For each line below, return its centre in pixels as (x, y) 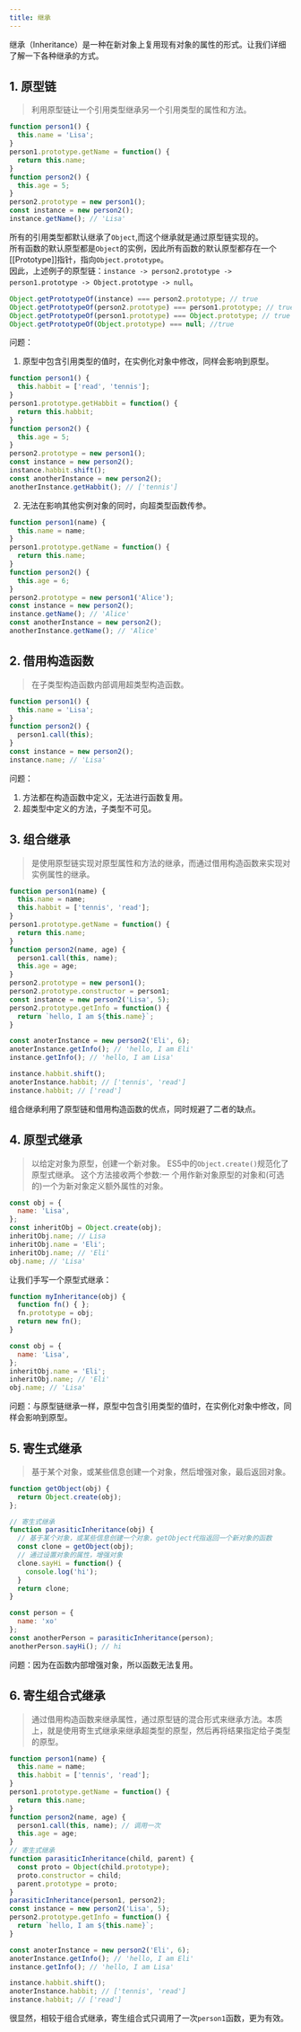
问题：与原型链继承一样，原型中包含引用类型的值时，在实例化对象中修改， (146, 1406)
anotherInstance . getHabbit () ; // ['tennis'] (94, 487)
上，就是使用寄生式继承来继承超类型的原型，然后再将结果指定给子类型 (161, 1730)
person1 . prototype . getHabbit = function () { (94, 404)
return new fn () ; (50, 1321)
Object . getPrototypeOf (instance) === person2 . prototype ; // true (133, 299)
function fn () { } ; (54, 1305)
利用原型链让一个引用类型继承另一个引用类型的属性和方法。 (141, 110)
